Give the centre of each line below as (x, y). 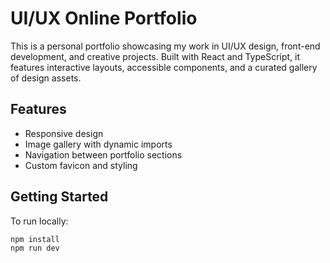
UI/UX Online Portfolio (104, 18)
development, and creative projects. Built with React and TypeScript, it (155, 56)
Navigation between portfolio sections (103, 154)
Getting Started (59, 197)
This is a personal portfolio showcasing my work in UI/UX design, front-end (165, 46)
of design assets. (46, 78)
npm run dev (35, 248)
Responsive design (64, 133)
